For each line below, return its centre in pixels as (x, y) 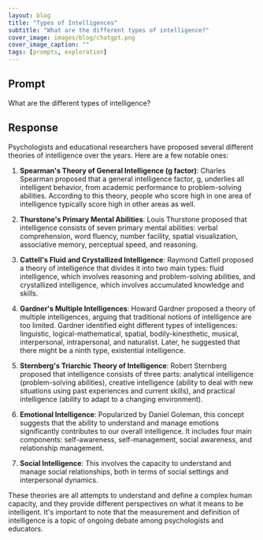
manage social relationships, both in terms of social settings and (124, 471)
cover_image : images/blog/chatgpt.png (72, 37)
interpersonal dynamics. (59, 480)
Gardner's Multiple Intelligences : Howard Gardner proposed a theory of (137, 308)
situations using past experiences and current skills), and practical (127, 390)
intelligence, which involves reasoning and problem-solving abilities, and (137, 276)
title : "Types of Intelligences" (63, 23)
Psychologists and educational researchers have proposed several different (131, 147)
